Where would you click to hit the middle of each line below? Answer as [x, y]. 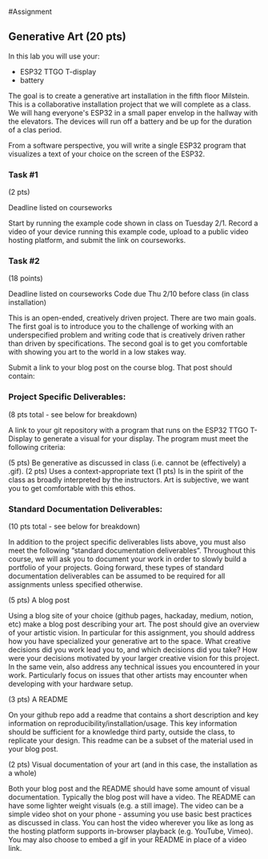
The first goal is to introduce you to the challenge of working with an [121, 326]
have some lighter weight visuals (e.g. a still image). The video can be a [126, 806]
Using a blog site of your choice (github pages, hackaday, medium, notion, [131, 616]
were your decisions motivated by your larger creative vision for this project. [134, 658]
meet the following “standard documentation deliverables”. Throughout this [132, 550]
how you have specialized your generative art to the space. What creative [130, 641]
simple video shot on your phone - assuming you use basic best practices [130, 814]
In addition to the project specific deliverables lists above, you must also [127, 542]
